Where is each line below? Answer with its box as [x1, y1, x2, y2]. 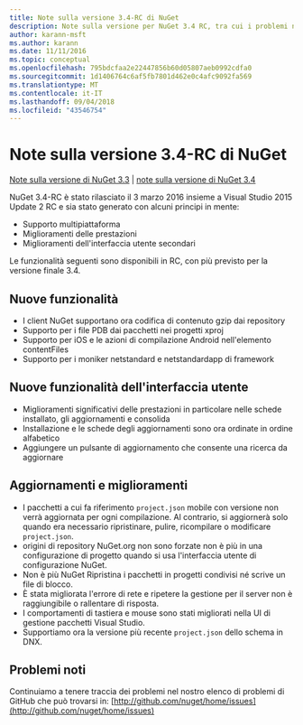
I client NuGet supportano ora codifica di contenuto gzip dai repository [22, 315, 286, 326]
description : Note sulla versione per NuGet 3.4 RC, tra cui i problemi [9, 22, 289, 31]
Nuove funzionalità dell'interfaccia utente [9, 380, 249, 395]
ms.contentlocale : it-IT [9, 88, 103, 98]
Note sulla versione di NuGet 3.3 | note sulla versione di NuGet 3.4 [9, 174, 256, 185]
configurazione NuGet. [22, 559, 107, 570]
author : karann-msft [9, 30, 87, 39]
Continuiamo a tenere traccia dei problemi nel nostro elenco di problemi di [9, 686, 285, 697]
